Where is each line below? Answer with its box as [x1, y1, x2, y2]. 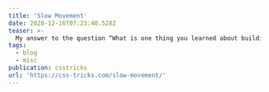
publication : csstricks [8, 64, 88, 72]
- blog [15, 49, 38, 57]
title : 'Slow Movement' [8, 11, 88, 20]
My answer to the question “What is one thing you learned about [15, 34, 239, 42]
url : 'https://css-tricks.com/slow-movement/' [8, 71, 167, 79]
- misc [15, 57, 38, 65]
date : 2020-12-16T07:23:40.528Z [8, 19, 116, 27]
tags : [8, 42, 26, 50]
